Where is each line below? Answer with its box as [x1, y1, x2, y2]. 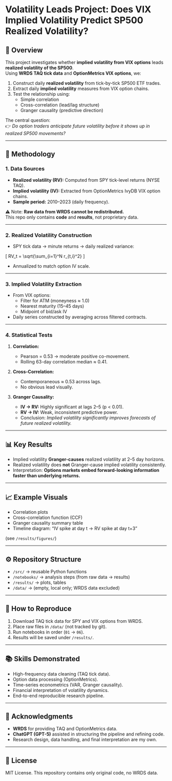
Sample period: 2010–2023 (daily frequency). [12, 199, 110, 205]
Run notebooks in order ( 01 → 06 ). [12, 628, 84, 635]
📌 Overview [5, 46, 43, 54]
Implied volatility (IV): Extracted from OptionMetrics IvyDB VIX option [12, 188, 161, 194]
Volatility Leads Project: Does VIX [5, 4, 152, 15]
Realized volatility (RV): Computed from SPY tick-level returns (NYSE [12, 177, 160, 183]
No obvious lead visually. [20, 384, 73, 390]
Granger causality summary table [12, 520, 83, 526]
